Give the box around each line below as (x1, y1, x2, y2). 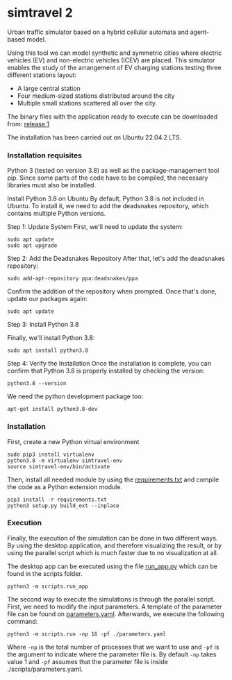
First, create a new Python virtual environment (7, 437, 140, 445)
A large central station (17, 84, 81, 92)
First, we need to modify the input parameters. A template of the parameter (7, 602, 222, 611)
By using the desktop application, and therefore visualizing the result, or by (7, 541, 222, 550)
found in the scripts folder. (7, 569, 83, 577)
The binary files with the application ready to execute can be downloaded (7, 112, 218, 121)
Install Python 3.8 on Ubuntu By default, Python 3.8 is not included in (7, 194, 204, 203)
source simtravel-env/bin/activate (7, 463, 110, 470)
